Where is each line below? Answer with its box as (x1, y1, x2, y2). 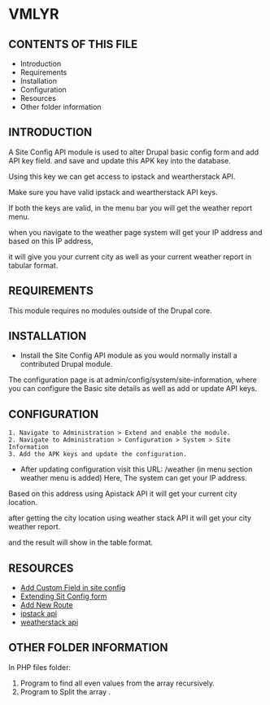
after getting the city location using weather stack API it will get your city (8, 513, 252, 523)
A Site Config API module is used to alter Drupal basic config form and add (8, 147, 259, 157)
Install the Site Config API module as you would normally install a (20, 350, 237, 360)
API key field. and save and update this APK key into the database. (8, 155, 231, 165)
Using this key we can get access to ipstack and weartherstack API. (8, 172, 236, 181)
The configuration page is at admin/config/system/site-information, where (8, 375, 258, 385)
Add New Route (20, 600, 73, 610)
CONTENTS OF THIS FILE (8, 37, 138, 51)
